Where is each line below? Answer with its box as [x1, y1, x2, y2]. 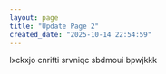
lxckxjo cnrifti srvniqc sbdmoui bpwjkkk [9, 55, 157, 66]
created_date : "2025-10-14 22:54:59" [9, 30, 152, 39]
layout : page [9, 13, 59, 23]
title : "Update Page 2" [9, 22, 100, 31]
